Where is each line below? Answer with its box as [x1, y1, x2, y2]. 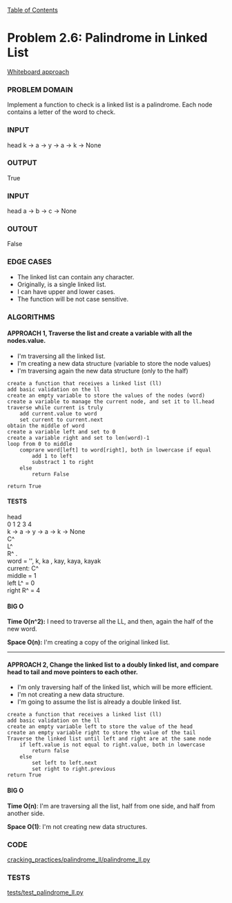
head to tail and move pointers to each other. [7, 667, 138, 676]
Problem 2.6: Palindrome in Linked [7, 30, 208, 46]
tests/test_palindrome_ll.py [7, 888, 84, 897]
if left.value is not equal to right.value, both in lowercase [19, 741, 206, 749]
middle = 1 [7, 572, 37, 580]
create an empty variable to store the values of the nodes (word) [7, 392, 206, 399]
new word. [7, 625, 37, 633]
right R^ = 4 [7, 586, 40, 595]
